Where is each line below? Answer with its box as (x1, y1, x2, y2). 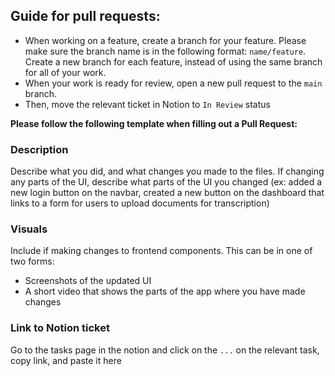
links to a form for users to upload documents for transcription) (10, 197, 270, 209)
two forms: (10, 255, 55, 268)
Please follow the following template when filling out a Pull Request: (10, 117, 298, 129)
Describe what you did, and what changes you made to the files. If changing (10, 165, 325, 178)
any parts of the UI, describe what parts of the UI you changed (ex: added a (10, 176, 323, 188)
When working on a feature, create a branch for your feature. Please (24, 34, 307, 46)
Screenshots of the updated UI (24, 275, 152, 287)
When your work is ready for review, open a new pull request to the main (24, 77, 323, 89)
